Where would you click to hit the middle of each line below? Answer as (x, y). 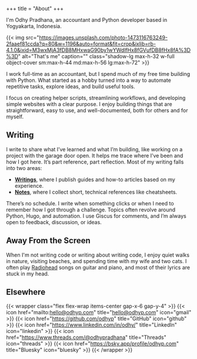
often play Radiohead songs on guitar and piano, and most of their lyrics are (98, 267)
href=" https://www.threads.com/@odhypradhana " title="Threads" (86, 337)
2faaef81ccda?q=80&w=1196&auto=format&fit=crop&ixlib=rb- (81, 44)
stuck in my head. (28, 274)
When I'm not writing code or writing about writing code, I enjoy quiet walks (98, 255)
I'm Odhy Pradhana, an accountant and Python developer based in (87, 20)
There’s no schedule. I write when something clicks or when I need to (90, 203)
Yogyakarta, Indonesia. (34, 26)
